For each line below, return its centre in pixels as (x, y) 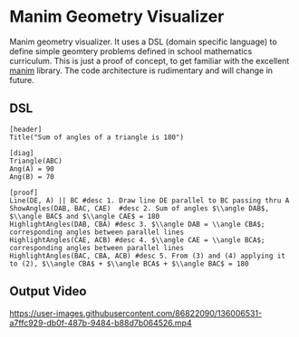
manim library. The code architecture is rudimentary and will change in (141, 70)
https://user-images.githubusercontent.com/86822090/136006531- (136, 313)
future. (22, 80)
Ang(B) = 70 (32, 177)
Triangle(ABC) (36, 161)
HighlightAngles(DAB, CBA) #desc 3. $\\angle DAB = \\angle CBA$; (137, 224)
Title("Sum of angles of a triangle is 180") (96, 137)
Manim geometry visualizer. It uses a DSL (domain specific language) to (144, 42)
